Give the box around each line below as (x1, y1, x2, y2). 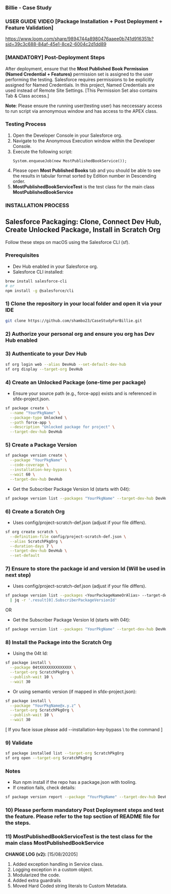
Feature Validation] (5, 24, 53, 31)
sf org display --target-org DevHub (5, 366, 83, 371)
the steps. (5, 820, 31, 827)
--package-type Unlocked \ (10, 415, 67, 420)
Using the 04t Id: (12, 650, 48, 657)
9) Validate (5, 739, 33, 747)
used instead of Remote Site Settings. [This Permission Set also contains (5, 87, 158, 93)
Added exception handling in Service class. (12, 861, 103, 867)
